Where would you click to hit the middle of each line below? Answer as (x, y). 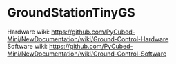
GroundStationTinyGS (71, 13)
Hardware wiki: (29, 32)
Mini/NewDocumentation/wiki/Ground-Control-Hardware (88, 39)
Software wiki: (28, 46)
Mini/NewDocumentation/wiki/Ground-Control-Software (87, 54)
